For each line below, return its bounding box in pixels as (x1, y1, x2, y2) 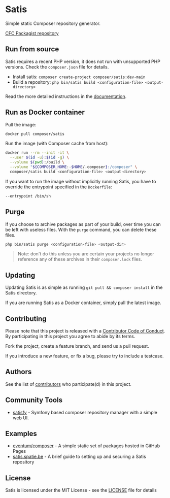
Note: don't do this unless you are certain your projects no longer (17, 251, 155, 257)
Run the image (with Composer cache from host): (5, 141, 109, 147)
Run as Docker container (5, 108, 85, 117)
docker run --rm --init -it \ (5, 150, 70, 155)
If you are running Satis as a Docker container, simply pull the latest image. (5, 300, 161, 306)
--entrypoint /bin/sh (5, 193, 51, 198)
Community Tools (5, 396, 62, 405)
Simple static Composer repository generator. (5, 20, 100, 26)
